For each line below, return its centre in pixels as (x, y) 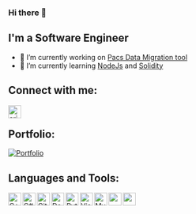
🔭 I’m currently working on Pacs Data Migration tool (104, 57)
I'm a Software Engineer (68, 38)
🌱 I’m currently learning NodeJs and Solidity (91, 66)
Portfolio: (32, 134)
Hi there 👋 (28, 13)
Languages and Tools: (64, 178)
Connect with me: (53, 90)
